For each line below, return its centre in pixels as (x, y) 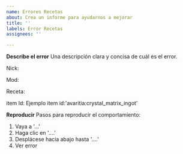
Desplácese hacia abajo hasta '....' (57, 140)
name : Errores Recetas (34, 12)
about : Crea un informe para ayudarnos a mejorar (70, 17)
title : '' (19, 23)
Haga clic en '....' (35, 133)
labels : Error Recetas (34, 29)
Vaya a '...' (27, 126)
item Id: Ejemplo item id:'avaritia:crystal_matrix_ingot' (72, 103)
